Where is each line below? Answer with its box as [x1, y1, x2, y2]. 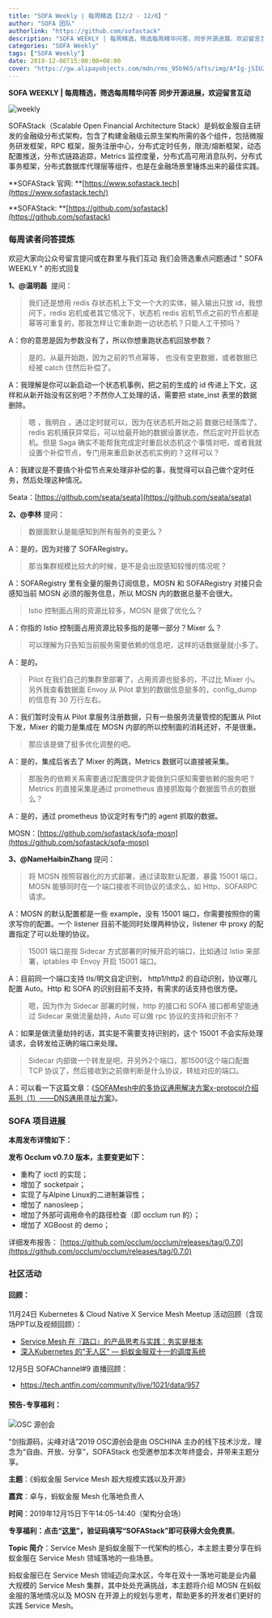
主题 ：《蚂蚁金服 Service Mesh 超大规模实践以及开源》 [8, 1474, 190, 1484]
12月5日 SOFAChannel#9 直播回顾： [8, 1364, 129, 1373]
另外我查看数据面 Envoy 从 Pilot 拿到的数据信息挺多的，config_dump [28, 685, 257, 695]
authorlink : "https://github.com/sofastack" [8, 27, 161, 35]
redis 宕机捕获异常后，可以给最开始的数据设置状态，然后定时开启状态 [28, 428, 261, 437]
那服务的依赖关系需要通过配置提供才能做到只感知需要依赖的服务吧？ [28, 774, 256, 784]
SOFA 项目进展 [8, 1115, 66, 1126]
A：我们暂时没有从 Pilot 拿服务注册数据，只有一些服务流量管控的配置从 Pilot [8, 712, 261, 722]
